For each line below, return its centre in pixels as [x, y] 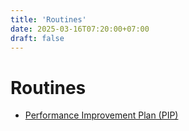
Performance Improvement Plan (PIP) [101, 115]
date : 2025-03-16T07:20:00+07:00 [80, 29]
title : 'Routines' [48, 19]
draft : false [37, 38]
